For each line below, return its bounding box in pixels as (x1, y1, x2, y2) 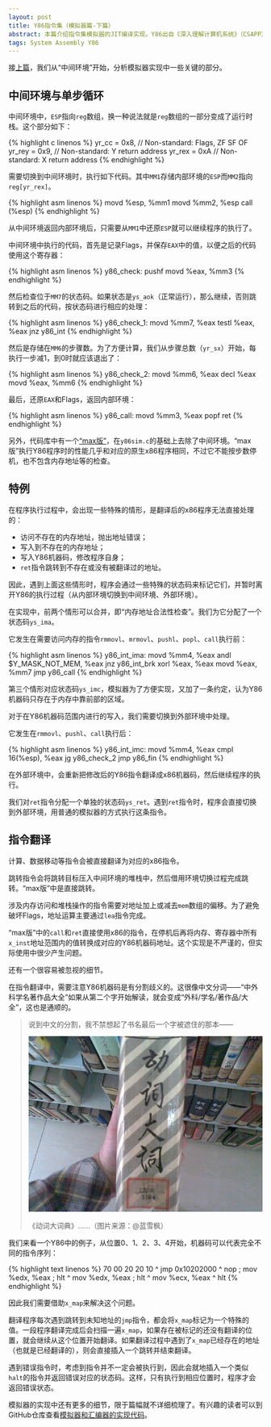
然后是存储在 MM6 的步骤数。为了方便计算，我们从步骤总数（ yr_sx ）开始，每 (8, 343, 256, 353)
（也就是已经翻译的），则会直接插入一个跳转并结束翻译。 (8, 1345, 196, 1355)
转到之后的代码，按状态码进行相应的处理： (8, 302, 150, 312)
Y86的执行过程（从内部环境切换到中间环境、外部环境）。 (15, 589, 202, 599)
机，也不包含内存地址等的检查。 (8, 456, 115, 466)
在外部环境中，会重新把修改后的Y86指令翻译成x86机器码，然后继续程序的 (8, 769, 254, 779)
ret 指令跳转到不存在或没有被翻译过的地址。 (19, 562, 166, 572)
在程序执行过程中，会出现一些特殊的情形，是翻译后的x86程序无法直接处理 (8, 504, 254, 514)
